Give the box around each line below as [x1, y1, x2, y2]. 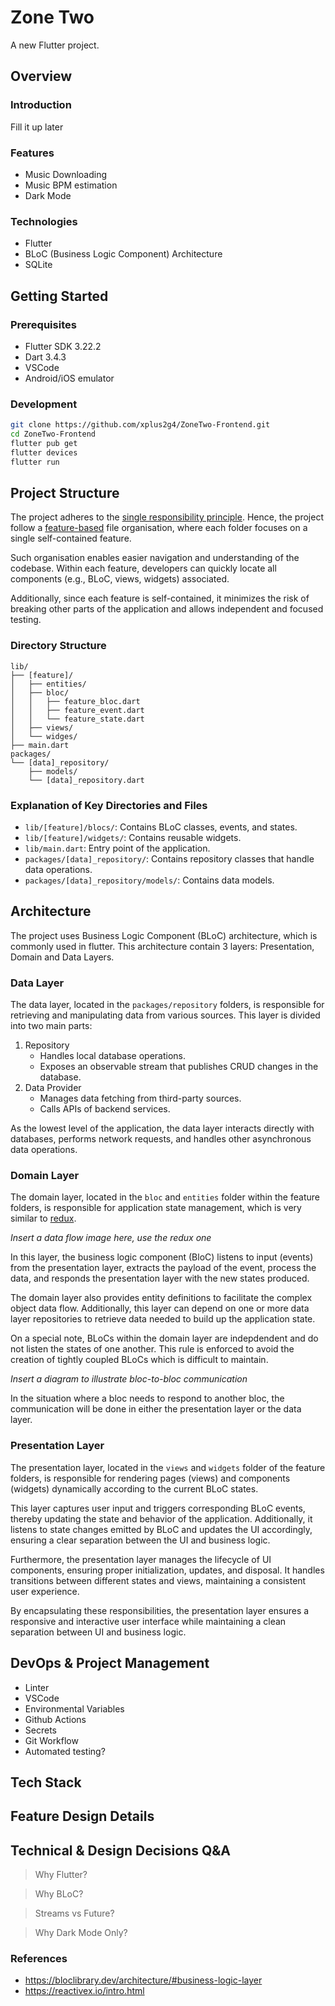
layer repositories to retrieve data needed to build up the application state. [10, 1313, 316, 1325]
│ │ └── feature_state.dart [10, 714, 145, 724]
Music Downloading [24, 168, 108, 180]
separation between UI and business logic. [10, 1626, 187, 1638]
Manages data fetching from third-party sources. [39, 1092, 242, 1105]
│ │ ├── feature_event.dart [10, 705, 145, 715]
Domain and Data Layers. [10, 951, 115, 963]
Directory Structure [10, 639, 107, 653]
